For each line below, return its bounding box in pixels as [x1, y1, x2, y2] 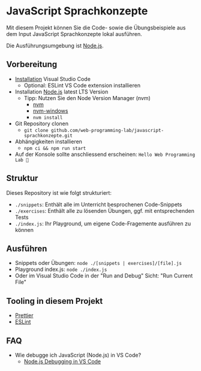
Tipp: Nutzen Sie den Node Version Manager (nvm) [23, 94, 151, 101]
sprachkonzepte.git [23, 132, 73, 138]
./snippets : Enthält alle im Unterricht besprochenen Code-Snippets [14, 201, 182, 208]
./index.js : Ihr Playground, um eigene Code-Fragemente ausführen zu [14, 220, 191, 227]
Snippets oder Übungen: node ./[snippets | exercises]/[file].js [14, 260, 182, 267]
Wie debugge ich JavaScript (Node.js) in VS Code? [14, 352, 142, 358]
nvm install [32, 114, 63, 120]
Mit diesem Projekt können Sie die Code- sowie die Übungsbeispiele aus [6, 24, 186, 31]
